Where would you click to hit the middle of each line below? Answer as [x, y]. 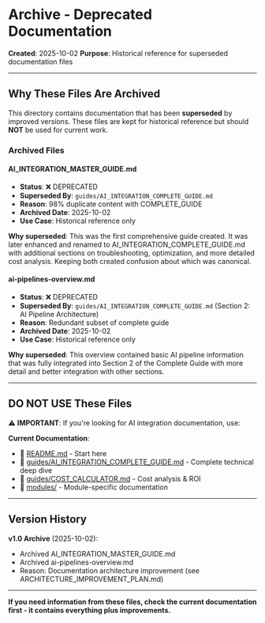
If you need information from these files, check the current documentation [132, 602]
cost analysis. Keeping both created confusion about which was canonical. [130, 261]
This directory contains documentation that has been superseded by [120, 113]
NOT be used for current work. [58, 130]
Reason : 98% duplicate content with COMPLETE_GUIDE [111, 204]
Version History [47, 519]
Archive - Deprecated [80, 15]
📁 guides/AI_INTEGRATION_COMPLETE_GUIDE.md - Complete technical [136, 462]
